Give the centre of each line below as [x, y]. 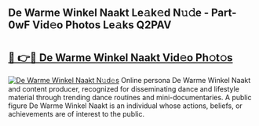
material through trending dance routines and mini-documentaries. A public [130, 97]
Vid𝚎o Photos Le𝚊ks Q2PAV [102, 25]
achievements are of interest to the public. [77, 114]
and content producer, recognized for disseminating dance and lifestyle [124, 89]
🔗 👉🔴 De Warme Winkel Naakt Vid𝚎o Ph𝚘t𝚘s [120, 58]
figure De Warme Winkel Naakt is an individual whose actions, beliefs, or [126, 106]
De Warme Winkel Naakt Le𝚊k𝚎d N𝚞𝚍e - [109, 13]
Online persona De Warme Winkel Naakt [186, 80]
